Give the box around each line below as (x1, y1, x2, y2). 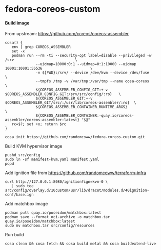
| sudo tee (11, 184, 34, 189)
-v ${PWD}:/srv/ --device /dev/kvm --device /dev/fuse (36, 70, 150, 75)
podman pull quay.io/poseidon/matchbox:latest (5, 210, 101, 215)
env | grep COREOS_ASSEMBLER (11, 45, 71, 50)
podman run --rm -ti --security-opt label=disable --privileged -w (11, 53, 152, 58)
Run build (5, 232, 24, 238)
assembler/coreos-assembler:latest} (5, 118, 80, 123)
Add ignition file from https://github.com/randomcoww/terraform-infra (5, 170, 146, 176)
